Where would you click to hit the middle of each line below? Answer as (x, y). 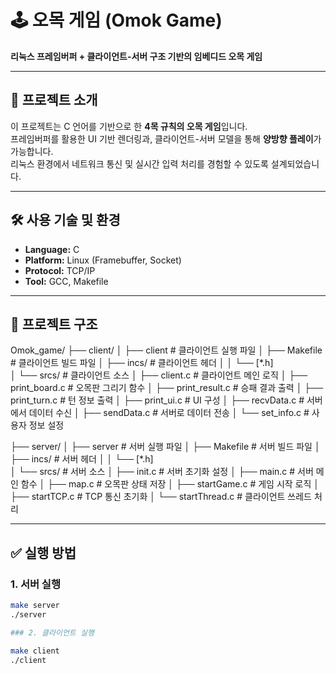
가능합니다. (32, 151)
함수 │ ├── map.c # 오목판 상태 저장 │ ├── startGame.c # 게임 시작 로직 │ (170, 484)
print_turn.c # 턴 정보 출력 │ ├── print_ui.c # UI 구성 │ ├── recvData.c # (157, 400)
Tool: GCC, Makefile (66, 281)
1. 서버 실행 (35, 584)
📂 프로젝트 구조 (54, 324)
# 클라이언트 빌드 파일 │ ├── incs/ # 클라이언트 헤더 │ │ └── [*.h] (142, 363)
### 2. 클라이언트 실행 (52, 632)
